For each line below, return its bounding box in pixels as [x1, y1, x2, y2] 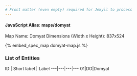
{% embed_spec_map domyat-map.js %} [5, 42, 88, 48]
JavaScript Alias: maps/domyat [5, 22, 71, 28]
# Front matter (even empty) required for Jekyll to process [5, 7, 133, 12]
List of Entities [5, 55, 40, 61]
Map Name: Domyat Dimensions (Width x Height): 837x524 [5, 33, 125, 39]
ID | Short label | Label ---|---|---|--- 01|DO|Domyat [5, 66, 110, 72]
